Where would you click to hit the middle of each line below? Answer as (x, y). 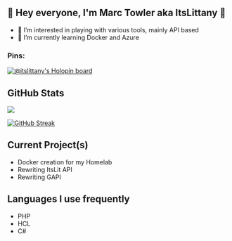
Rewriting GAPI (39, 177)
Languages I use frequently (69, 199)
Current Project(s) (48, 145)
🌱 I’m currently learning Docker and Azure (78, 37)
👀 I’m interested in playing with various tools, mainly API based (108, 30)
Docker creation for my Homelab (65, 162)
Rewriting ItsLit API (45, 169)
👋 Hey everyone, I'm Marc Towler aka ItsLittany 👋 (117, 13)
